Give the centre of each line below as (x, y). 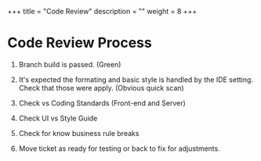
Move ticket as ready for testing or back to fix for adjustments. (119, 148)
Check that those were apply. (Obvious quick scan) (101, 88)
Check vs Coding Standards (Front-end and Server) (102, 103)
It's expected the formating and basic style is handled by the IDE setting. (136, 79)
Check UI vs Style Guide (58, 118)
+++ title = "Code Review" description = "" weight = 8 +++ (102, 11)
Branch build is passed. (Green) (70, 64)
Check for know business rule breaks (79, 133)
